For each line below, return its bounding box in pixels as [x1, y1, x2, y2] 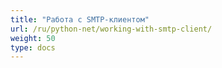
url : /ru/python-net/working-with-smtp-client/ [10, 24, 213, 34]
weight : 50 [10, 33, 56, 43]
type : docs [10, 42, 56, 53]
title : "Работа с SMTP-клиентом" [10, 14, 150, 25]
